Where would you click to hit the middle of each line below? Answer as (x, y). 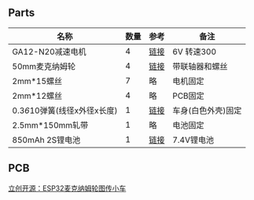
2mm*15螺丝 (37, 81)
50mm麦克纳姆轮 (44, 66)
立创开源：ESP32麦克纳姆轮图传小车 (67, 188)
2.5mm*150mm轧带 (50, 125)
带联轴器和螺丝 (200, 66)
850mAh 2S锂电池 (46, 140)
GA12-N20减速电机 (49, 52)
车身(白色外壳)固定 (207, 111)
